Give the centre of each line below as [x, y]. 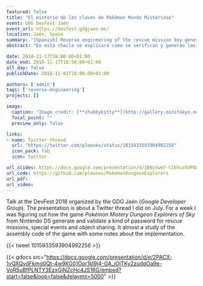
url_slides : [21, 167]
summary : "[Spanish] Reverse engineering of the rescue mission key [94, 40]
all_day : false [25, 68]
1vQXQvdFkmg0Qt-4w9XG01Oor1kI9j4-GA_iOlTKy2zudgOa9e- [84, 264]
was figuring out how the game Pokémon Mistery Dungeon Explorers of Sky [101, 215]
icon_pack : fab [31, 151]
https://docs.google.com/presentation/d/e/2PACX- [109, 257]
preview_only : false [37, 123]
